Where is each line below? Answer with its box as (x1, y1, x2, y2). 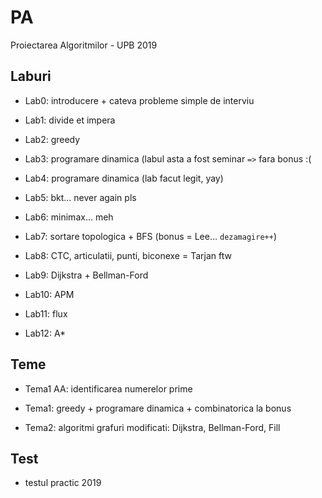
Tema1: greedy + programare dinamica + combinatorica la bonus (24, 402, 292, 414)
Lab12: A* (24, 327, 67, 339)
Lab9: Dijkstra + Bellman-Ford (24, 269, 149, 281)
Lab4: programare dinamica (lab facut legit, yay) (24, 172, 224, 184)
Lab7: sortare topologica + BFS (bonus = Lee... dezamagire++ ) (24, 230, 277, 242)
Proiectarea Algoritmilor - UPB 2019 (10, 39, 158, 51)
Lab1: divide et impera (24, 114, 116, 126)
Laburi (10, 68, 52, 85)
